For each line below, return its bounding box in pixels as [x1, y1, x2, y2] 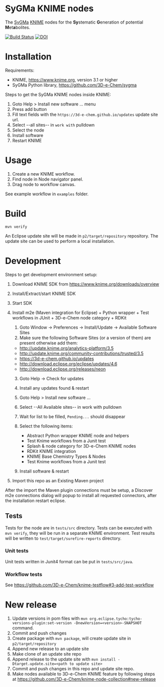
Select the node [12, 127, 45, 133]
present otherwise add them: [19, 340, 78, 346]
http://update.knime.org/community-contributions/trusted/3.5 [19, 350, 144, 356]
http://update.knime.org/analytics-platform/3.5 [19, 345, 114, 351]
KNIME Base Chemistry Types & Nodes [26, 453, 106, 459]
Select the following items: [19, 423, 73, 429]
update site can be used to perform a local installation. [5, 238, 115, 244]
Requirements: [5, 67, 34, 73]
